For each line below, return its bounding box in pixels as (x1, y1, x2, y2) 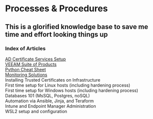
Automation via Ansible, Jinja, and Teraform (5, 98, 94, 104)
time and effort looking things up (5, 30, 108, 38)
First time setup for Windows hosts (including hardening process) (5, 87, 138, 93)
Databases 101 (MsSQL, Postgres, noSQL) (5, 92, 90, 98)
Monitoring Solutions (5, 72, 48, 78)
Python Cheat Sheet (5, 66, 46, 72)
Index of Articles (5, 45, 46, 52)
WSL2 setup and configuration (5, 108, 68, 114)
